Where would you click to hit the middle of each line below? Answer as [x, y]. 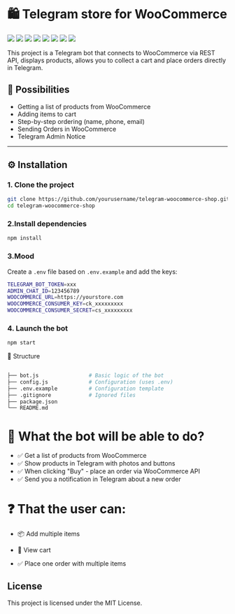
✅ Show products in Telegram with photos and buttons [96, 463]
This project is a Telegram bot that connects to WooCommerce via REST [111, 53]
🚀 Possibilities [38, 90]
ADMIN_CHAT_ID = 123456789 [43, 291]
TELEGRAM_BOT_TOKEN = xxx [42, 284]
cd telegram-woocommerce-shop [51, 206]
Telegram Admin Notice [51, 136]
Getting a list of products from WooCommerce [84, 106]
